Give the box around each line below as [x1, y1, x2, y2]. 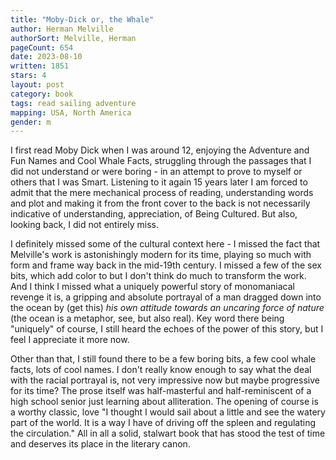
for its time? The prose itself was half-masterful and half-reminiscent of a [10, 385, 312, 397]
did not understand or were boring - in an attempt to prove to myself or [10, 166, 303, 178]
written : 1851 [10, 61, 70, 71]
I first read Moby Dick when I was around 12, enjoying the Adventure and [10, 144, 310, 156]
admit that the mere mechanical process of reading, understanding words [10, 187, 314, 199]
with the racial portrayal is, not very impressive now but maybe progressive [10, 374, 320, 386]
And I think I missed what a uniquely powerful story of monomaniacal [10, 281, 295, 293]
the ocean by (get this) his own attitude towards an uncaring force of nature [10, 302, 325, 314]
